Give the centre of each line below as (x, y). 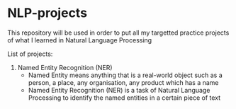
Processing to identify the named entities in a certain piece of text (124, 98)
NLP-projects (47, 13)
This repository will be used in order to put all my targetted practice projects (118, 33)
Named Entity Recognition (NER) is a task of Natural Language (119, 90)
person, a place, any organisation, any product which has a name (123, 82)
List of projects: (30, 54)
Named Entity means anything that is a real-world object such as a (125, 75)
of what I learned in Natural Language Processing (80, 40)
